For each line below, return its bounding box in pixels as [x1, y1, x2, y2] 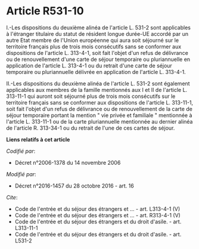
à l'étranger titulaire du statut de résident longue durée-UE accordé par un [6, 30, 189, 37]
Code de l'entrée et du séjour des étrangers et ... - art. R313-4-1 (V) [14, 211, 181, 219]
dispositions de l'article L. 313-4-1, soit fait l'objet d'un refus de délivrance [6, 49, 189, 56]
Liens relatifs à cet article [6, 136, 70, 143]
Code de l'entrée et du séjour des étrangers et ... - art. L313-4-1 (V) [14, 205, 181, 213]
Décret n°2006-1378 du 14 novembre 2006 [14, 159, 121, 166]
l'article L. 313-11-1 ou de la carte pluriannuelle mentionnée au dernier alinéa [6, 118, 193, 125]
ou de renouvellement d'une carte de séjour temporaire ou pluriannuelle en [6, 56, 191, 63]
